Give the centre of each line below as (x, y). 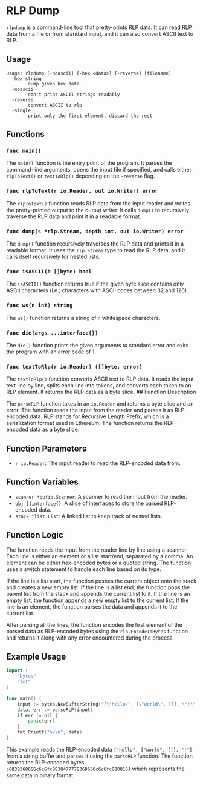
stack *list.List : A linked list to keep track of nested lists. (89, 516)
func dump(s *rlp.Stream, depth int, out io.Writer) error (95, 231)
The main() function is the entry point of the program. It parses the (89, 163)
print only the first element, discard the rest (90, 116)
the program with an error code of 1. (51, 352)
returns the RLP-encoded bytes (45, 762)
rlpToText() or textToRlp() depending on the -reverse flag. (81, 176)
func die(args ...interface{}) (52, 333)
